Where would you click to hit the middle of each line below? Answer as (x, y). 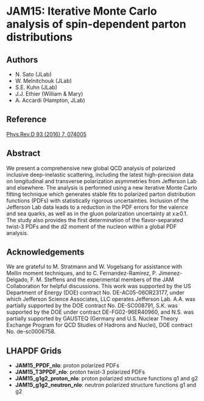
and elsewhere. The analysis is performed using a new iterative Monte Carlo (102, 187)
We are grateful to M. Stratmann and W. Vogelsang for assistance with (94, 267)
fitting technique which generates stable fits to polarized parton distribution (101, 194)
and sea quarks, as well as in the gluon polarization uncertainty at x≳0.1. (97, 213)
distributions (40, 37)
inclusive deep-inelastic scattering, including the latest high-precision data (100, 175)
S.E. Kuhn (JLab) (36, 87)
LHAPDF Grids (34, 351)
